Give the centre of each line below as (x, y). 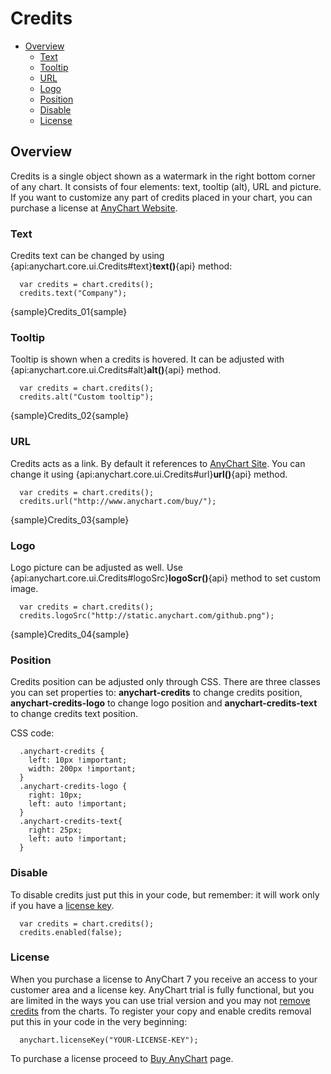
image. (24, 588)
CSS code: (32, 733)
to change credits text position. (74, 714)
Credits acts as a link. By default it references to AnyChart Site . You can (158, 463)
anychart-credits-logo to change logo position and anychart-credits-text (164, 703)
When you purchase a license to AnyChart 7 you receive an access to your (164, 979)
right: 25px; (55, 830)
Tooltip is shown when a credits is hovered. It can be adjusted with (147, 359)
